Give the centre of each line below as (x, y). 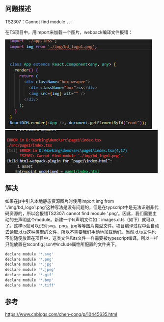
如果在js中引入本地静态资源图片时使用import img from (60, 201)
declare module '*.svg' (29, 254)
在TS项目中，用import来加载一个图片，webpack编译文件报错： (69, 32)
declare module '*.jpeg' (30, 270)
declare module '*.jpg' (29, 265)
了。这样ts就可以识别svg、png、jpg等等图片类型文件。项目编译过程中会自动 (82, 225)
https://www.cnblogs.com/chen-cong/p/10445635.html (61, 314)
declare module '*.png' (29, 259)
